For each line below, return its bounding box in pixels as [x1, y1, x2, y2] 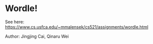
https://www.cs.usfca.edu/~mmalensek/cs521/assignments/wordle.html [5, 24, 149, 29]
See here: [5, 19, 24, 25]
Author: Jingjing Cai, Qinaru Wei [5, 33, 69, 39]
